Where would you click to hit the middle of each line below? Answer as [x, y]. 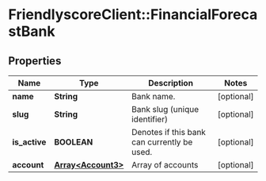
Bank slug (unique [165, 109]
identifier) [150, 119]
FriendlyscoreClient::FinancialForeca [133, 15]
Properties [35, 61]
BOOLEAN [74, 142]
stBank [32, 31]
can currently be [162, 142]
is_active [29, 142]
